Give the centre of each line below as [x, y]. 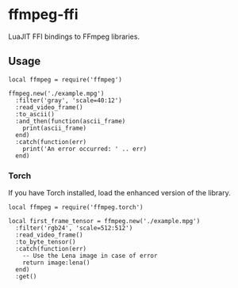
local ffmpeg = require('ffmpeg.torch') [76, 207]
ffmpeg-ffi [43, 15]
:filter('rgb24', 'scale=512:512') [74, 228]
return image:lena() [56, 263]
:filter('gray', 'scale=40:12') [69, 100]
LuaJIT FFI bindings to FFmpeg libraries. [74, 36]
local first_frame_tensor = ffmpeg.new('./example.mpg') [104, 222]
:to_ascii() [35, 114]
